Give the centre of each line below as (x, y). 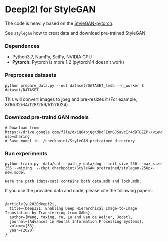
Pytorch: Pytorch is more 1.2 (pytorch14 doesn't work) (68, 62)
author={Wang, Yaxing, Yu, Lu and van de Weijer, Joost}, (71, 217)
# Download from (22, 128)
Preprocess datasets (31, 75)
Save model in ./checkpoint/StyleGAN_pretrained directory (72, 141)
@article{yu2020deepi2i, (31, 204)
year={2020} (22, 231)
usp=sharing (17, 136)
